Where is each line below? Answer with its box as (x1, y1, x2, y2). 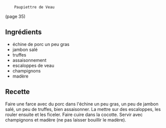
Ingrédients (5, 28, 42, 36)
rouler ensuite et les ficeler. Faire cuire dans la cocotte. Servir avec (5, 111, 143, 117)
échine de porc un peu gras (12, 41, 70, 47)
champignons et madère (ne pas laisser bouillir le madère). (5, 116, 126, 122)
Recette (5, 87, 30, 96)
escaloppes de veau (12, 62, 54, 68)
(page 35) (5, 13, 26, 19)
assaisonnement (12, 57, 46, 63)
